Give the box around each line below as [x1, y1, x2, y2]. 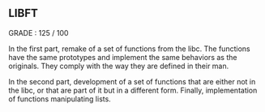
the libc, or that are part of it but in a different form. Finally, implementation [8, 85, 258, 95]
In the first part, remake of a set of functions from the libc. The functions [8, 44, 250, 54]
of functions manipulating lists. [8, 93, 111, 104]
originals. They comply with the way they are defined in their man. [8, 61, 229, 71]
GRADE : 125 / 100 [8, 28, 69, 37]
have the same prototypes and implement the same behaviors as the [8, 52, 237, 62]
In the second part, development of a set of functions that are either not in [8, 76, 256, 86]
